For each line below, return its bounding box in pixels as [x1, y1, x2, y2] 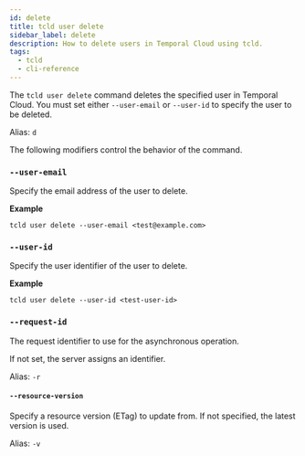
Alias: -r [9, 371, 41, 382]
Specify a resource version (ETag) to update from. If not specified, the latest [9, 410, 296, 421]
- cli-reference [17, 65, 79, 74]
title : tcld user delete [9, 22, 104, 31]
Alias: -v [9, 438, 41, 449]
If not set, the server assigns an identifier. [9, 353, 166, 364]
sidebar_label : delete [9, 30, 96, 39]
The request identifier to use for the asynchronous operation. [9, 335, 240, 346]
